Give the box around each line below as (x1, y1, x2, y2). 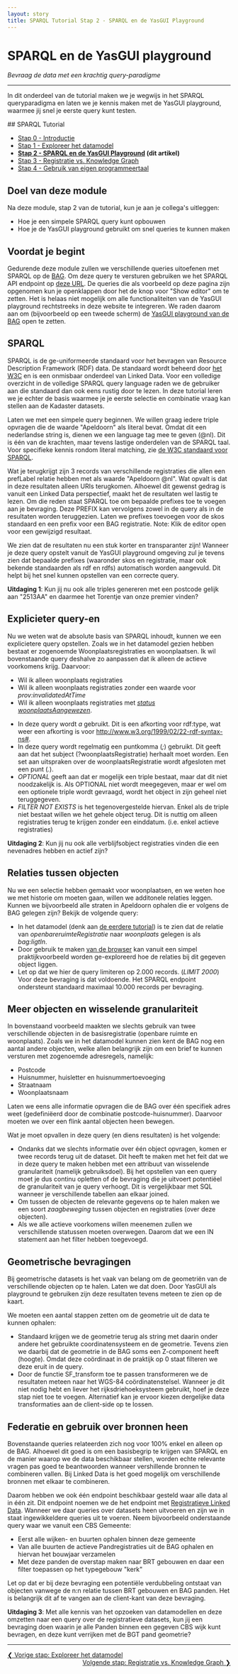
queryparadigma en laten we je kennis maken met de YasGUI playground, (7, 99, 222, 107)
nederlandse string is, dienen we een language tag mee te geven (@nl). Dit (7, 430, 226, 439)
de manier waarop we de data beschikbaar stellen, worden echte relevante (7, 1454, 225, 1463)
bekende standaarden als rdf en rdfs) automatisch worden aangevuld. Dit (7, 563, 221, 572)
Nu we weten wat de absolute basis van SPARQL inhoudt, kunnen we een (7, 632, 222, 640)
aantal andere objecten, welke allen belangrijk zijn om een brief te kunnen (7, 1045, 223, 1053)
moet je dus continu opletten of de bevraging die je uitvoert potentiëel (17, 1175, 222, 1184)
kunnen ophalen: (7, 1318, 57, 1327)
